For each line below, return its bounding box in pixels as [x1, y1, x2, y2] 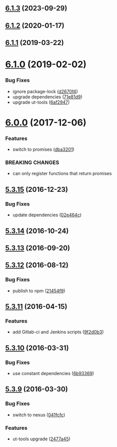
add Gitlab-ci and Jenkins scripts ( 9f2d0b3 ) [12, 329, 104, 335]
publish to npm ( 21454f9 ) [12, 288, 66, 294]
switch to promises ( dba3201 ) [12, 146, 75, 152]
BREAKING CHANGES [5, 159, 60, 166]
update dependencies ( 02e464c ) [12, 212, 82, 218]
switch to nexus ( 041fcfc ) [12, 412, 66, 418]
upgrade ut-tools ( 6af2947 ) [12, 99, 70, 105]
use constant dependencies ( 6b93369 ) [12, 370, 94, 376]
